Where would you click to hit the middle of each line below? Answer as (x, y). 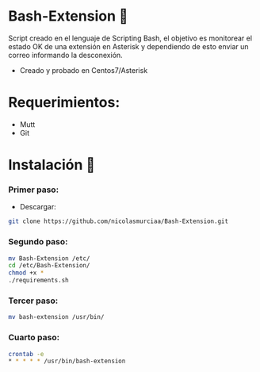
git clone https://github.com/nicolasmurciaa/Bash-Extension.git (118, 221)
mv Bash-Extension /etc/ (49, 258)
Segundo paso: (38, 242)
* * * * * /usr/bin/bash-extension (67, 361)
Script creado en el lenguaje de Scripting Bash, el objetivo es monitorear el (130, 38)
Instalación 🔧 (52, 165)
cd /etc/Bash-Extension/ (49, 266)
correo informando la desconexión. (65, 55)
